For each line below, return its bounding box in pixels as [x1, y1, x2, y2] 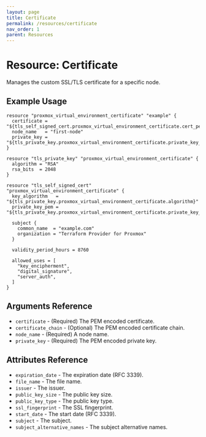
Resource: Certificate [6, 58, 118, 72]
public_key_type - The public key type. [15, 397, 114, 404]
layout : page [6, 9, 40, 15]
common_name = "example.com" [17, 225, 95, 231]
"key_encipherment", [17, 263, 70, 269]
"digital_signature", [17, 268, 72, 274]
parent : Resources [6, 32, 53, 38]
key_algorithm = [12, 193, 59, 199]
